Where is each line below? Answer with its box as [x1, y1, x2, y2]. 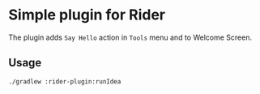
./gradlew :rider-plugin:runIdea [8, 77, 121, 86]
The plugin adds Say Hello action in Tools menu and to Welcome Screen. [8, 32, 253, 42]
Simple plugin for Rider [8, 6, 166, 24]
